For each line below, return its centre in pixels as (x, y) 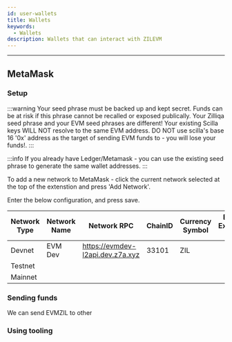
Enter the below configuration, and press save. (74, 200)
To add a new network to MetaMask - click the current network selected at (114, 179)
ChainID (160, 225)
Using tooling (30, 331)
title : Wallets (29, 20)
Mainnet (24, 277)
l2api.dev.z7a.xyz (111, 254)
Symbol (195, 230)
